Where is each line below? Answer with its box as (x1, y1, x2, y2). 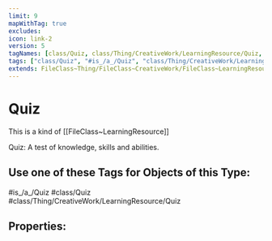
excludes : (8, 27, 42, 35)
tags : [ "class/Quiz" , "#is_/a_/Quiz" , (8, 58, 139, 66)
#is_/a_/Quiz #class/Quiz (8, 187, 91, 197)
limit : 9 (8, 11, 38, 20)
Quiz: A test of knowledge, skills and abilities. (8, 142, 159, 152)
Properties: (8, 219, 66, 233)
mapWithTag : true (8, 19, 67, 28)
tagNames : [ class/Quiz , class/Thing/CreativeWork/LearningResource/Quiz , (8, 49, 263, 58)
